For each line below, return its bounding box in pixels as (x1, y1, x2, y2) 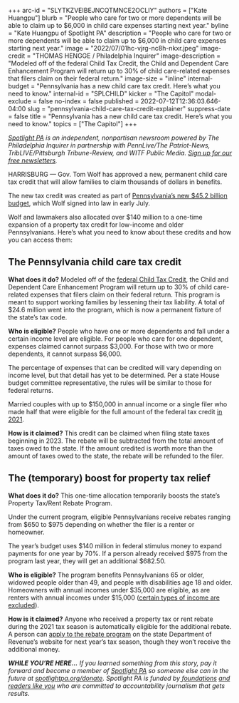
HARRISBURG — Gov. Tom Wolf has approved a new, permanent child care (8, 170, 228, 178)
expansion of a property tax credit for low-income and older (8, 220, 184, 229)
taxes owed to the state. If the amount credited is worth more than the (8, 443, 213, 452)
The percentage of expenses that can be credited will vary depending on (8, 363, 222, 371)
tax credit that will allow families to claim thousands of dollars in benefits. (8, 178, 223, 186)
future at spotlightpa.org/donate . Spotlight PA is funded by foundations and (8, 674, 230, 682)
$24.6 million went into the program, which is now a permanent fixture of (8, 305, 222, 314)
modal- (195, 89, 217, 98)
